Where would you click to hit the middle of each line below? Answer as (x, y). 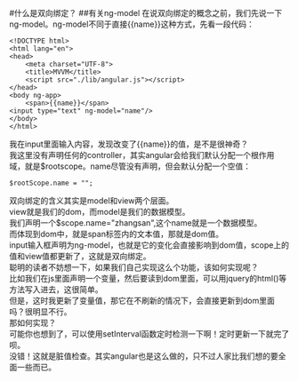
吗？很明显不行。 (40, 312)
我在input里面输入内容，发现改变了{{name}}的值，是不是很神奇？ (129, 144)
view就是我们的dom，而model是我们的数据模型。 (100, 212)
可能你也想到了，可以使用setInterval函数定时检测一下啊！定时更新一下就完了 (149, 334)
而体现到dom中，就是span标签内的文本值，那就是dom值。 (117, 234)
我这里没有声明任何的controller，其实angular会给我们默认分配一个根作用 (142, 155)
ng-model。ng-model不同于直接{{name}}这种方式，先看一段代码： (132, 24)
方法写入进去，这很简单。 (56, 290)
